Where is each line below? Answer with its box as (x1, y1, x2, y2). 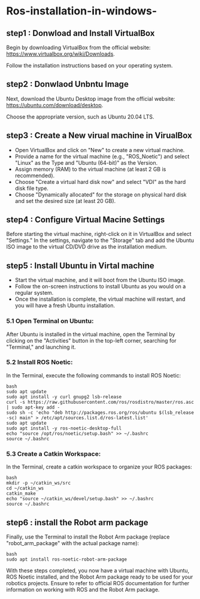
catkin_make (6, 491, 36, 497)
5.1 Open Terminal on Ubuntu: (6, 317, 94, 325)
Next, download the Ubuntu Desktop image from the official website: (6, 95, 175, 102)
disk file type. (14, 184, 49, 192)
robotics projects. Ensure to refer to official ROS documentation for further (6, 579, 190, 586)
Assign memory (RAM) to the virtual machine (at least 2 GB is (14, 165, 166, 173)
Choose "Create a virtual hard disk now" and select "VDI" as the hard (14, 178, 186, 185)
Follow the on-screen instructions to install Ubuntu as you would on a (14, 283, 186, 290)
